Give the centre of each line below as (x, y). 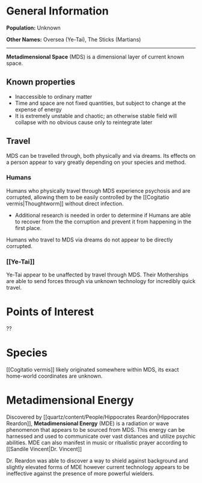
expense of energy (38, 109)
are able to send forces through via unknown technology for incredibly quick (101, 281)
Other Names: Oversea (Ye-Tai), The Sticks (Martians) (74, 39)
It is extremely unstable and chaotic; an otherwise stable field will (96, 116)
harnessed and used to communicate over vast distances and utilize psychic (101, 436)
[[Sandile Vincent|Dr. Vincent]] (44, 449)
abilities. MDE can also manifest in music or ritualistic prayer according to (97, 442)
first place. (28, 228)
